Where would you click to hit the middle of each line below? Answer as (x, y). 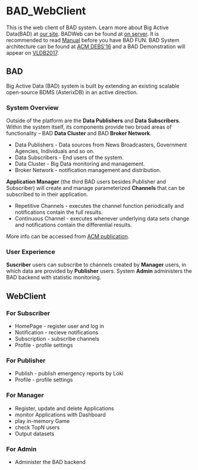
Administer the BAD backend (50, 462)
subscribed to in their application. (47, 194)
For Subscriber (28, 313)
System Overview (32, 107)
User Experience (31, 251)
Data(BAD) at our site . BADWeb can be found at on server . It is (83, 33)
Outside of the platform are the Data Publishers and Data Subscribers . (93, 121)
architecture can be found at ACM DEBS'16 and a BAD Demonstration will (96, 46)
